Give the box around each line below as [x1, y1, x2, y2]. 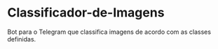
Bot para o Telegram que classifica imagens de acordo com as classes [7, 28, 212, 36]
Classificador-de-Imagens [7, 5, 165, 21]
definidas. [7, 35, 36, 43]
